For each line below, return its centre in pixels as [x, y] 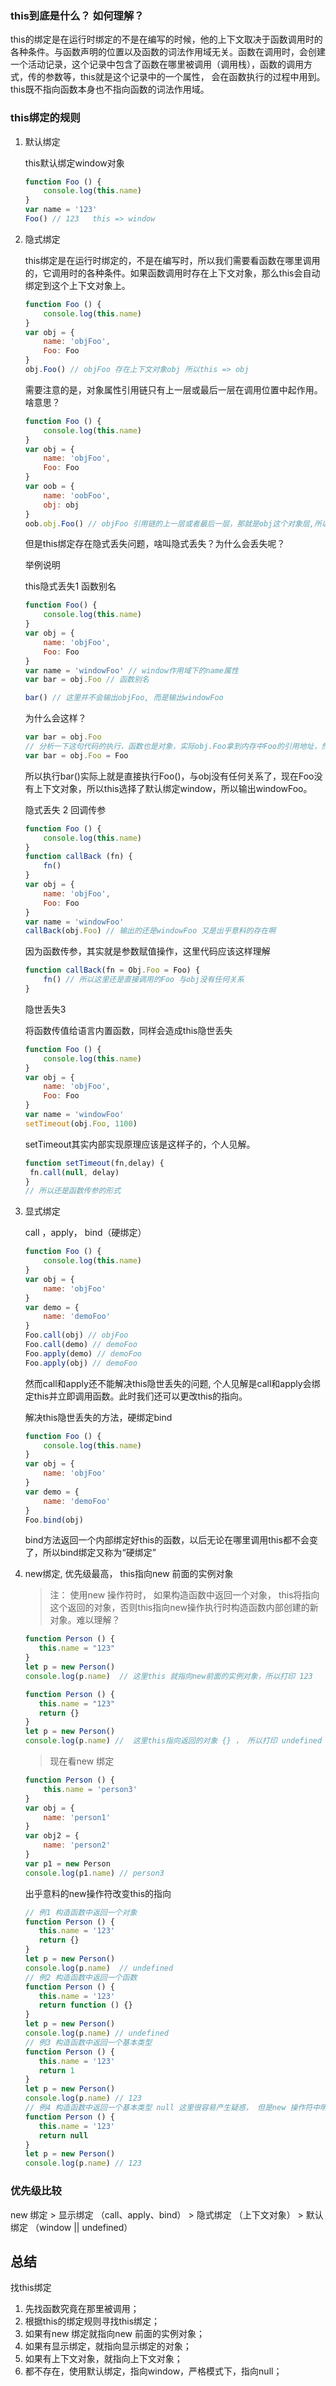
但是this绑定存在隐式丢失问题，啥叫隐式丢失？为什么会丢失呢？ [155, 544]
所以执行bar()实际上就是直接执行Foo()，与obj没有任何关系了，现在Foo [169, 776]
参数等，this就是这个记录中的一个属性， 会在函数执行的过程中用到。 [185, 77]
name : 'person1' [77, 1817]
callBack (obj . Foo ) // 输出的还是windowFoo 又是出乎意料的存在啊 [150, 931]
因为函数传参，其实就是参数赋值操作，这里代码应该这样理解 [147, 951]
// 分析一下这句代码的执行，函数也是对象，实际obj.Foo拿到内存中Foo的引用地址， [173, 747]
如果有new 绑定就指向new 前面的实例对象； [114, 2334]
